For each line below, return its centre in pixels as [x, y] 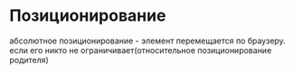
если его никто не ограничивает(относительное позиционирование [141, 50]
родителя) [29, 60]
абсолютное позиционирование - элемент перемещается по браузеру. [148, 41]
